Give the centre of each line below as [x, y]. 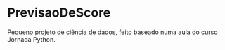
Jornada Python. [31, 39]
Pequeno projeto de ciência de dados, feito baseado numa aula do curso [112, 32]
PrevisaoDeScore [59, 13]
